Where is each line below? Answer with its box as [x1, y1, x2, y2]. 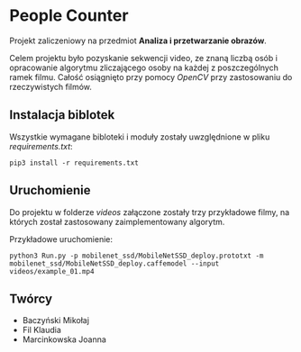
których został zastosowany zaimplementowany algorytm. [9, 216, 225, 227]
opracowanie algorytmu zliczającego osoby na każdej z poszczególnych [9, 62, 279, 73]
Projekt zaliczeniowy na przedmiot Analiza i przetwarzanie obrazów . [9, 35, 268, 46]
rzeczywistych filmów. [9, 81, 93, 92]
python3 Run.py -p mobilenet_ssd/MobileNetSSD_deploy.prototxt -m [9, 251, 264, 260]
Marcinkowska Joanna [22, 334, 106, 345]
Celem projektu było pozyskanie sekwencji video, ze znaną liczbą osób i [9, 52, 278, 63]
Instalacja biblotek [9, 107, 115, 122]
